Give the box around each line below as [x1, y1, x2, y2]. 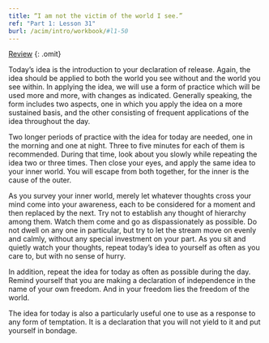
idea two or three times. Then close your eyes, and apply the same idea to [8, 158, 256, 168]
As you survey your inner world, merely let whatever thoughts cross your [8, 191, 252, 201]
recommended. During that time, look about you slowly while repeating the [8, 149, 258, 159]
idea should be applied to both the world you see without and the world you [8, 74, 261, 84]
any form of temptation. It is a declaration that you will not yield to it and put [8, 317, 261, 327]
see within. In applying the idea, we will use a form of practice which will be [8, 82, 261, 92]
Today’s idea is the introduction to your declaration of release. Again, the [8, 65, 251, 75]
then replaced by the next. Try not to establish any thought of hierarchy [8, 208, 247, 218]
